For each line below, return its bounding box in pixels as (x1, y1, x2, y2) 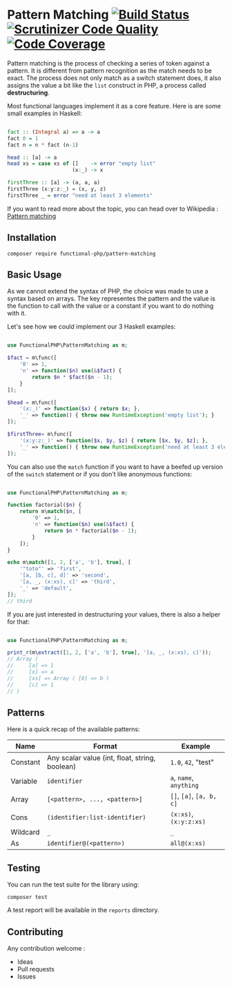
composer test (7, 894, 48, 901)
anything (170, 782, 199, 790)
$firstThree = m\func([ (7, 431, 72, 438)
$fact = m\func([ (7, 354, 57, 362)
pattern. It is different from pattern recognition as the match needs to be (7, 66, 212, 75)
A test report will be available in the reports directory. (7, 906, 159, 914)
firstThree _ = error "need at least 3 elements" (7, 192, 153, 199)
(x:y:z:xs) (170, 818, 206, 826)
